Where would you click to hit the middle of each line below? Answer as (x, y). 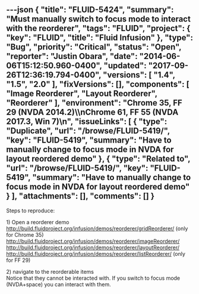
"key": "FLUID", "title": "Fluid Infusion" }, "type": (99, 38)
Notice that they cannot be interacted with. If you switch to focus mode (93, 278)
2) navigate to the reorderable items (50, 271)
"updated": (125, 66)
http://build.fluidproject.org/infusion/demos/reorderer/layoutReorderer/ (93, 247)
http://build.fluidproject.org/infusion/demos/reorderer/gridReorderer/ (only (97, 228)
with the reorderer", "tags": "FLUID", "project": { (98, 28)
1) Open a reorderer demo (38, 222)
